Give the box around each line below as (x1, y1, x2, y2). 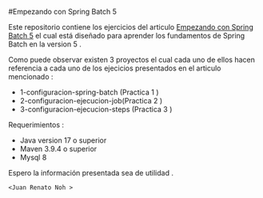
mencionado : (8, 72, 54, 81)
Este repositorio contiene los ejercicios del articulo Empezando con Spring (8, 22, 253, 31)
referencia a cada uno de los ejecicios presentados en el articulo (8, 63, 221, 73)
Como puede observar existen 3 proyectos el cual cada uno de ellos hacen (8, 55, 256, 64)
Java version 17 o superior (19, 135, 107, 145)
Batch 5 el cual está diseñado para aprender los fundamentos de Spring (8, 31, 245, 40)
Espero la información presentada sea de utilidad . (8, 168, 174, 177)
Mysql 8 (19, 152, 47, 162)
